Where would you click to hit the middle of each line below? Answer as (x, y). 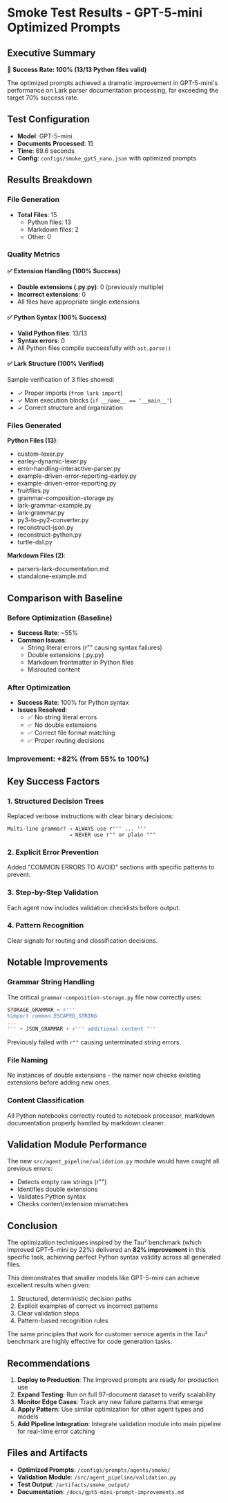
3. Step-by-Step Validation (53, 892)
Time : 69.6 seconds (46, 151)
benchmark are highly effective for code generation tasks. (90, 1341)
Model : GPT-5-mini (45, 136)
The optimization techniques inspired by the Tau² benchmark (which (105, 1242)
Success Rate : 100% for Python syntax (73, 703)
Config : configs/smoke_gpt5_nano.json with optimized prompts (107, 158)
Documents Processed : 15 (55, 143)
